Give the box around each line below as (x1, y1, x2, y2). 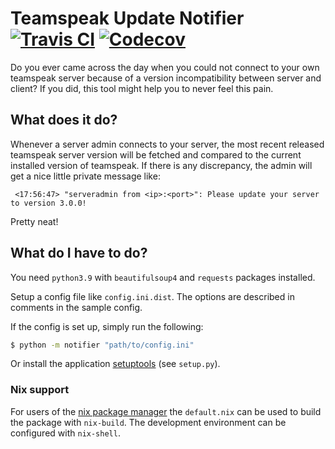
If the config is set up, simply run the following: (10, 320, 204, 332)
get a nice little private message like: (10, 170, 161, 182)
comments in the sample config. (10, 301, 143, 313)
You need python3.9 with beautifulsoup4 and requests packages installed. (10, 271, 316, 283)
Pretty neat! (10, 215, 59, 227)
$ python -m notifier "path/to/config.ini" (10, 340, 195, 350)
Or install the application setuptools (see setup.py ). (10, 358, 221, 370)
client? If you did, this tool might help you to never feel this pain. (10, 82, 274, 94)
